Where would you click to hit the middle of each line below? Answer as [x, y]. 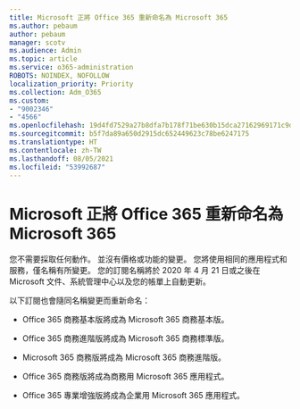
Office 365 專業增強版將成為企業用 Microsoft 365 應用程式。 [133, 396]
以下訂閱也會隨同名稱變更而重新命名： [79, 301]
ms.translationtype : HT [54, 142]
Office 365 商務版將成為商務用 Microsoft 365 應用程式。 [125, 377]
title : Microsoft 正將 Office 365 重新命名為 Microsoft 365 [119, 17]
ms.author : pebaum [43, 26]
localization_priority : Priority [71, 84]
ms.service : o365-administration [71, 68]
